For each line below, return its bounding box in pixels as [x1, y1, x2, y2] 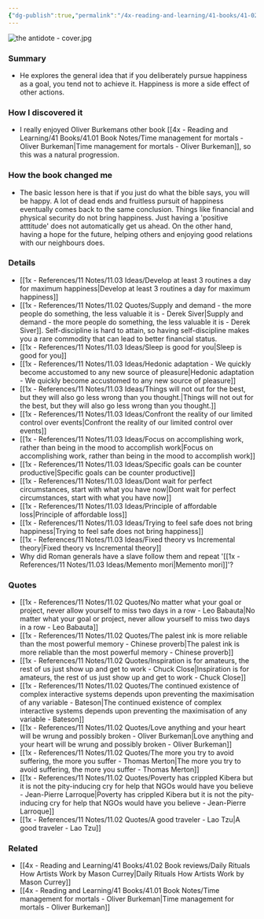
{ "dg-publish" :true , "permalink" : [8, 11, 118, 20]
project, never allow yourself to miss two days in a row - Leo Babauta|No [19, 606, 255, 615]
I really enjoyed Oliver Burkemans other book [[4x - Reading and [19, 125, 229, 135]
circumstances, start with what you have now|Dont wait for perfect [19, 484, 236, 494]
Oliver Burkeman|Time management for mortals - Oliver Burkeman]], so [19, 142, 251, 151]
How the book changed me [8, 170, 112, 181]
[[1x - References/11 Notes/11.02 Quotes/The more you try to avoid [19, 748, 234, 758]
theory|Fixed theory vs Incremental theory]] [19, 543, 162, 552]
